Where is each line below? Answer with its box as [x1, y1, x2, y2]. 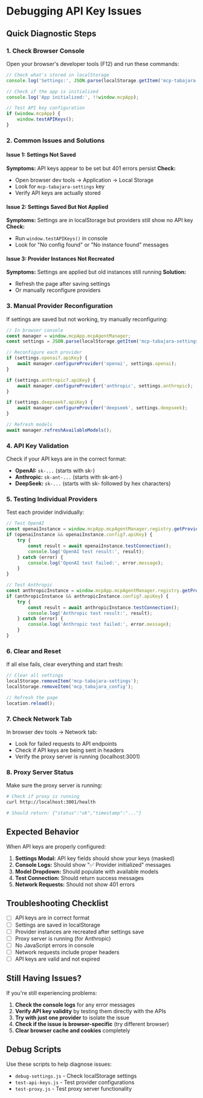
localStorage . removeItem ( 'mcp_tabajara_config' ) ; [6, 683, 134, 689]
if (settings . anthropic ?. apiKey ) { [6, 377, 96, 383]
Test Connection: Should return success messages [14, 874, 144, 881]
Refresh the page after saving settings [14, 280, 111, 288]
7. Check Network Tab [6, 714, 72, 723]
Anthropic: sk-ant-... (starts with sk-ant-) [14, 473, 123, 481]
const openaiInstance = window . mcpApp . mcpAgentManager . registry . [6, 526, 174, 532]
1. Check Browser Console [6, 47, 85, 55]
